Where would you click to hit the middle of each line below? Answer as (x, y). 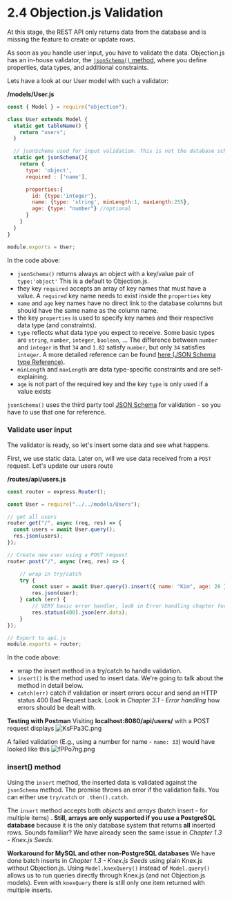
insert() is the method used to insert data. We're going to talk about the (120, 678)
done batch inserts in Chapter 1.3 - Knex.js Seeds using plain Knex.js (105, 860)
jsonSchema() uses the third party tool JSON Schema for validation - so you (114, 404)
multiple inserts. (30, 890)
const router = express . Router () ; (57, 492)
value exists (34, 391)
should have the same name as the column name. (88, 310)
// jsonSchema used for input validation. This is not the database (114, 151)
